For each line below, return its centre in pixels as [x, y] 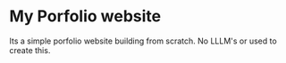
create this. [30, 50]
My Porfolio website [85, 16]
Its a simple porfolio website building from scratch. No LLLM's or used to [143, 41]
